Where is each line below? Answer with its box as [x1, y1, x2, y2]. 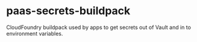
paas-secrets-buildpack [6, 4, 131, 18]
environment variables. [6, 30, 63, 37]
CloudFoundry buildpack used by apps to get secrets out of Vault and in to [6, 24, 192, 31]
